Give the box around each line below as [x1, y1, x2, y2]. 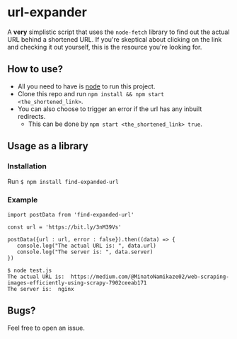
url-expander [7, 4, 87, 21]
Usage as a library [7, 140, 88, 152]
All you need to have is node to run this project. [17, 82, 156, 91]
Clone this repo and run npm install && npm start [17, 89, 165, 98]
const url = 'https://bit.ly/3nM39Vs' [7, 224, 122, 231]
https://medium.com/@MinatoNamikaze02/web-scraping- [70, 273, 230, 280]
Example [7, 195, 38, 205]
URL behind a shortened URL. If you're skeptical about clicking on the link [7, 35, 222, 43]
